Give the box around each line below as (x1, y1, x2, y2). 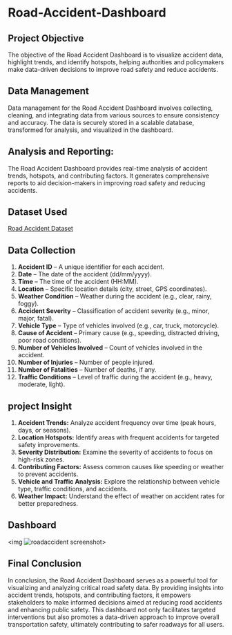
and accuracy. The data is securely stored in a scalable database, (8, 118, 195, 126)
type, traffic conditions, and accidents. (17, 485, 128, 493)
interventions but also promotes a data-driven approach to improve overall (8, 613, 220, 621)
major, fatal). (17, 314, 54, 323)
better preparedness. (17, 500, 79, 508)
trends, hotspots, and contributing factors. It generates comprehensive (8, 171, 210, 180)
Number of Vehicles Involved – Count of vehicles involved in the (17, 343, 203, 352)
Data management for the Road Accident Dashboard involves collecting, (8, 104, 213, 112)
